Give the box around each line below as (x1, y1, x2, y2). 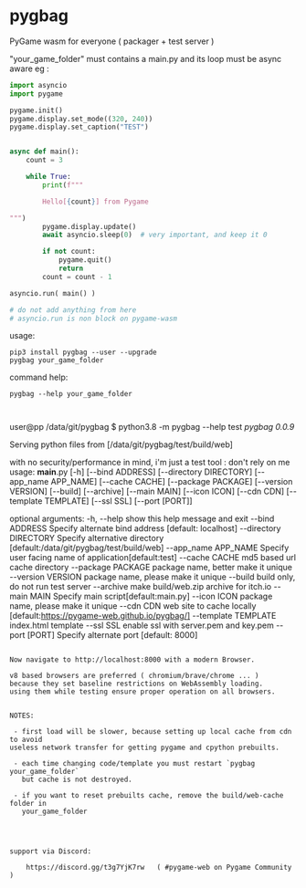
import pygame (9, 89, 64, 99)
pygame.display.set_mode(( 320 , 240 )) (9, 114, 153, 123)
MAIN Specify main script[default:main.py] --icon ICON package (29, 590, 273, 602)
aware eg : (9, 63, 50, 74)
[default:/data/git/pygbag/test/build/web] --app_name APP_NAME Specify (9, 542, 290, 553)
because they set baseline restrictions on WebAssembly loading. (9, 679, 263, 689)
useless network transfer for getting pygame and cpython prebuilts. (9, 743, 280, 753)
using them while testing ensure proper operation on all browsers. (9, 687, 276, 696)
